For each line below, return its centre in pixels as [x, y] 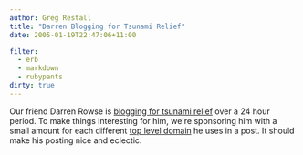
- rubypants [41, 77]
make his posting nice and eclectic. [76, 140]
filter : [24, 51]
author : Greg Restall [51, 18]
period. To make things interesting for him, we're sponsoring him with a [143, 120]
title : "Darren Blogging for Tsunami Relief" [97, 26]
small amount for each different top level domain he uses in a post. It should [152, 130]
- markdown [38, 68]
